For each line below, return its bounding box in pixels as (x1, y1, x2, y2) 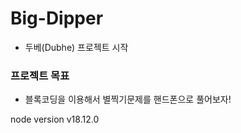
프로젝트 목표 (10, 68, 70, 82)
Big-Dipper (10, 7, 104, 30)
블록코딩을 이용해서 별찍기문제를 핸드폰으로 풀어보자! (24, 93, 232, 106)
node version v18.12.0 (10, 113, 100, 126)
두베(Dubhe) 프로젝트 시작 (24, 41, 129, 53)
